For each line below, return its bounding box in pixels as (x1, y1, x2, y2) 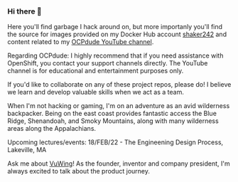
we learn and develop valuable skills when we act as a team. (7, 88, 185, 97)
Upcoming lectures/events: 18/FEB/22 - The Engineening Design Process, (7, 138, 224, 146)
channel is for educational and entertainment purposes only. (7, 67, 184, 75)
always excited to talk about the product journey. (7, 167, 151, 176)
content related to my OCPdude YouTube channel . (7, 38, 154, 46)
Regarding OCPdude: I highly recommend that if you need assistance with (7, 51, 224, 60)
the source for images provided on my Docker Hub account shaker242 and (7, 30, 227, 38)
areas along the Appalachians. (7, 124, 97, 133)
